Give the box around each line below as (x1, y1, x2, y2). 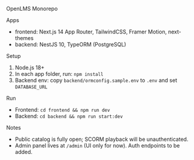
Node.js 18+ (14, 64, 45, 71)
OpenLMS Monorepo (6, 5, 58, 12)
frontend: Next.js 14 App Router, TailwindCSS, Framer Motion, (14, 28, 167, 35)
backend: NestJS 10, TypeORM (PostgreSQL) (14, 41, 127, 48)
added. (14, 149, 33, 155)
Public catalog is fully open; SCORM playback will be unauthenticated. (14, 136, 189, 143)
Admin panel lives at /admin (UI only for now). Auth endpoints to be (14, 142, 180, 149)
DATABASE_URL (14, 84, 48, 90)
